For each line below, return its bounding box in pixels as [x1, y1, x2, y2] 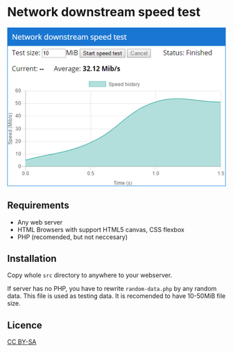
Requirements [7, 200, 69, 211]
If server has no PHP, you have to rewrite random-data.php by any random [7, 285, 217, 293]
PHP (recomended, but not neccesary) [17, 233, 128, 241]
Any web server [17, 218, 63, 226]
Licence [7, 319, 43, 331]
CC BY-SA [7, 337, 37, 346]
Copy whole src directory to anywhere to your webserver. [7, 271, 173, 279]
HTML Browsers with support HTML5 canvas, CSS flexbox [17, 225, 185, 234]
